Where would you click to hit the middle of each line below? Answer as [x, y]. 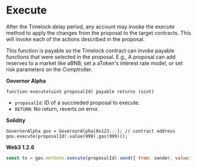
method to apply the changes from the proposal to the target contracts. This [98, 32]
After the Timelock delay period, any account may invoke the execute [91, 27]
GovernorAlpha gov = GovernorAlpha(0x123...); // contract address [91, 131]
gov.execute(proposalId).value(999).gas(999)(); [67, 136]
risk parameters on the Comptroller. [49, 69]
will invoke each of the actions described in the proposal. [75, 39]
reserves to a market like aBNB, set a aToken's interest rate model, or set [94, 63]
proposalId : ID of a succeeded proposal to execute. [77, 102]
